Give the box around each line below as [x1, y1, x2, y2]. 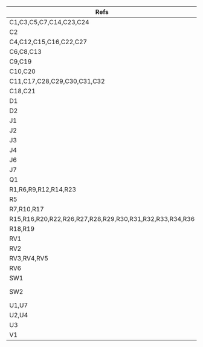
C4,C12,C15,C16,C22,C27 [9, 38, 88, 46]
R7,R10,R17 [9, 205, 44, 213]
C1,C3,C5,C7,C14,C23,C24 [9, 18, 89, 26]
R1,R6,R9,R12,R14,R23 [9, 185, 77, 193]
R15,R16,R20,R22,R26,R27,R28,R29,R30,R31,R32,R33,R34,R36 [9, 215, 195, 223]
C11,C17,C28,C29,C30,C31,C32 [9, 77, 105, 85]
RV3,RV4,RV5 [9, 254, 48, 262]
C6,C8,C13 [9, 48, 42, 56]
